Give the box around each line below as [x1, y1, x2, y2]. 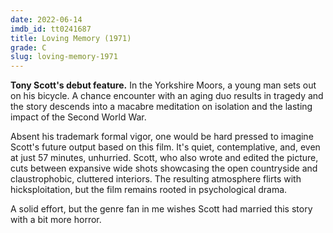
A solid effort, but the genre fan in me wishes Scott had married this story [10, 203, 313, 215]
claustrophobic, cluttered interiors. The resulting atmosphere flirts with [10, 173, 302, 185]
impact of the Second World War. [10, 111, 147, 123]
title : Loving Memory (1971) [10, 33, 132, 43]
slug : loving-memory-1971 [10, 52, 118, 62]
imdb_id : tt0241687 [10, 24, 92, 34]
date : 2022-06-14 [10, 14, 83, 25]
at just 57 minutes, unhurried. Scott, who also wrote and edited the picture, [10, 152, 319, 164]
